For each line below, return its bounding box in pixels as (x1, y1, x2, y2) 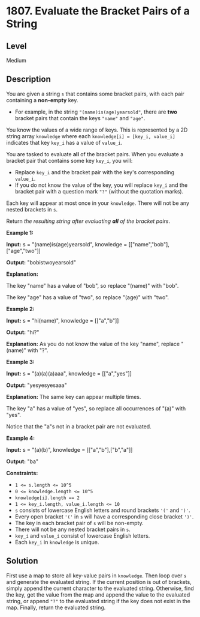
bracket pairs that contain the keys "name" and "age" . (14, 114, 146, 121)
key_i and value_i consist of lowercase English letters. (14, 532, 150, 539)
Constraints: (6, 469, 38, 476)
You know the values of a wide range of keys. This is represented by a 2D (6, 126, 188, 133)
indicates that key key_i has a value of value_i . (6, 139, 123, 146)
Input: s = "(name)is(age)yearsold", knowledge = (6, 240, 128, 248)
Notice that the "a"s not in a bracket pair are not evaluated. (6, 422, 151, 430)
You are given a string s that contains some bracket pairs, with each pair (6, 90, 184, 97)
